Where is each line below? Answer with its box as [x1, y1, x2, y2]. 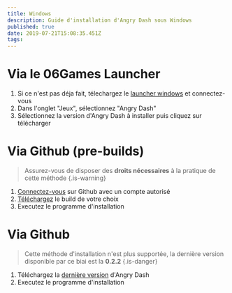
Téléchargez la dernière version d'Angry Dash [17, 270, 150, 279]
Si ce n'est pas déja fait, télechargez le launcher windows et [17, 89, 191, 98]
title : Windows [7, 10, 52, 17]
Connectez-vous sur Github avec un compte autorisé [17, 188, 171, 195]
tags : [7, 36, 23, 43]
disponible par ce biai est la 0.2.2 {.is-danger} [24, 257, 159, 265]
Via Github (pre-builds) [7, 144, 145, 159]
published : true [7, 23, 55, 30]
